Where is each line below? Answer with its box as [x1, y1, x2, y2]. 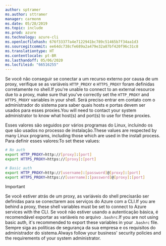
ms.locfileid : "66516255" [5, 62, 58, 67]
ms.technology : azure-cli [5, 35, 58, 40]
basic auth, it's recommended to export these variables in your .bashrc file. [5, 219, 159, 225]
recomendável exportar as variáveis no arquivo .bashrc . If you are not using [5, 214, 159, 220]
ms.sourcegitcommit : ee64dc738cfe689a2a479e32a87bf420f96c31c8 [5, 44, 139, 49]
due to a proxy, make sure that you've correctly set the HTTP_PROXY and [5, 92, 150, 98]
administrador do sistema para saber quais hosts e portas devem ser [5, 102, 146, 108]
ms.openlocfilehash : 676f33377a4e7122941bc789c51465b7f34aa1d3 [5, 40, 139, 44]
